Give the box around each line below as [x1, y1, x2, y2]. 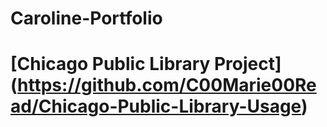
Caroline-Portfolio [10, 7, 163, 30]
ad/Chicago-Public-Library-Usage [10, 95, 302, 118]
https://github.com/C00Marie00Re [17, 74, 317, 97]
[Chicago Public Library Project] [10, 53, 282, 76]
